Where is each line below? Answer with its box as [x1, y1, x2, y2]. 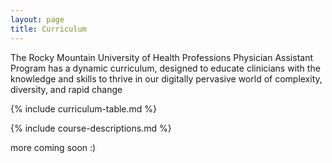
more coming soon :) [10, 141, 97, 153]
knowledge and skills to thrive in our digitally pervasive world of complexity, [10, 72, 323, 85]
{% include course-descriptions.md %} [10, 122, 172, 134]
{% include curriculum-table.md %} [10, 102, 158, 115]
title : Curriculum [10, 24, 87, 34]
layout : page [10, 14, 65, 25]
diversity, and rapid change [10, 83, 123, 95]
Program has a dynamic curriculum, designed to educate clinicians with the [10, 62, 321, 74]
